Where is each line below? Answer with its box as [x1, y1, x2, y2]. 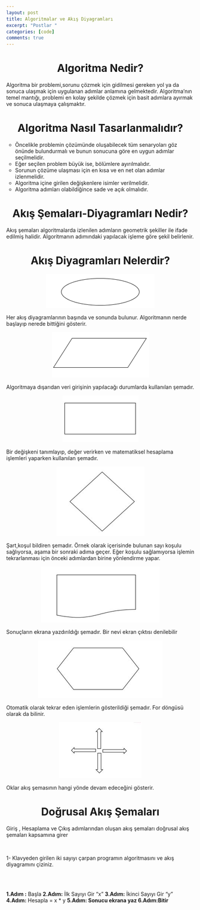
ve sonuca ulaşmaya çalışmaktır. [6, 101, 86, 108]
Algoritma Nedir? [57, 62, 144, 75]
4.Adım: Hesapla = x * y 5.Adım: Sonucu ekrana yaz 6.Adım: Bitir [6, 896, 169, 904]
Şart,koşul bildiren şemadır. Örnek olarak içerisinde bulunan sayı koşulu [6, 542, 182, 549]
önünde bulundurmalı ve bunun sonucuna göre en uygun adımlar [14, 147, 174, 155]
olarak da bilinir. [6, 710, 45, 717]
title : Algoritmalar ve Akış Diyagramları [6, 16, 113, 22]
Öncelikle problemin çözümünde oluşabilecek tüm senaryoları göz [14, 141, 177, 148]
